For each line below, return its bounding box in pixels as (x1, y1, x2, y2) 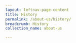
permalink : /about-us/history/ (5, 16, 71, 21)
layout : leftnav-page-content (5, 7, 69, 12)
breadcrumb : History (5, 21, 49, 26)
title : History (5, 12, 37, 17)
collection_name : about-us (5, 26, 62, 31)
